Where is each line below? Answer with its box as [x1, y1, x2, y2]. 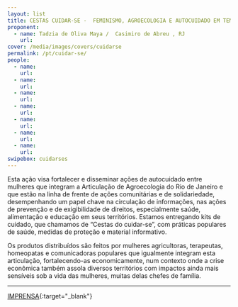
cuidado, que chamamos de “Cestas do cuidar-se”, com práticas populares [7, 220, 227, 228]
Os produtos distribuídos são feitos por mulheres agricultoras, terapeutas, [7, 241, 223, 250]
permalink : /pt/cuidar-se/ [7, 50, 87, 57]
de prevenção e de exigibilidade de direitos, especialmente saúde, [7, 205, 200, 213]
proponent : [7, 23, 40, 30]
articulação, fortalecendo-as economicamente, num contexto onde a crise [7, 256, 225, 264]
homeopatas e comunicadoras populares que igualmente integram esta [7, 249, 216, 257]
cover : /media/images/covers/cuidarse [7, 43, 122, 50]
